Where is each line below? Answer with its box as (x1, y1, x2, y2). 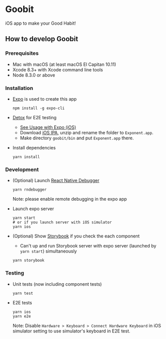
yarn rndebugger (12, 187, 47, 192)
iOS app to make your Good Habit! (5, 20, 76, 26)
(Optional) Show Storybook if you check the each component (12, 233, 140, 239)
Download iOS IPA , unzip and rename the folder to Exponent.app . (20, 129, 153, 135)
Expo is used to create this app (12, 96, 77, 102)
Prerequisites (5, 50, 39, 57)
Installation (5, 84, 34, 92)
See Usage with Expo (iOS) (20, 124, 76, 130)
